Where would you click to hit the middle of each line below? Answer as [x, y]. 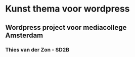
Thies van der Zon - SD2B [37, 49]
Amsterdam [24, 35]
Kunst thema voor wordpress [67, 9]
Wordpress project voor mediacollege [66, 27]
